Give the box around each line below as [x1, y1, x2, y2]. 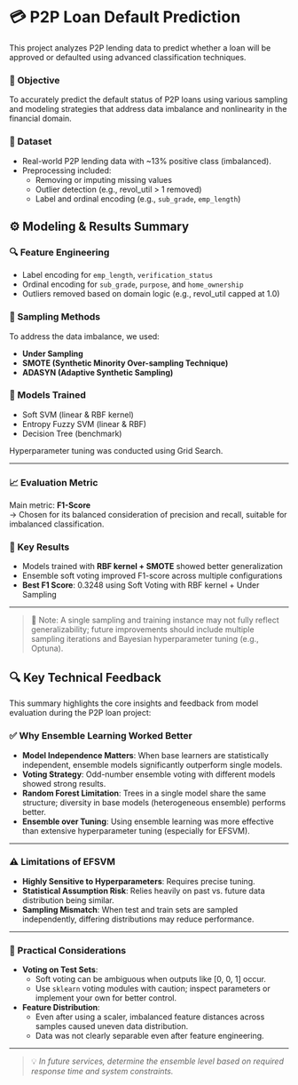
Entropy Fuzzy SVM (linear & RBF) [21, 418, 147, 429]
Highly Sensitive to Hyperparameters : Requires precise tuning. [21, 875, 255, 886]
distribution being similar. [21, 894, 114, 906]
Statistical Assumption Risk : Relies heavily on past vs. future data [21, 885, 266, 896]
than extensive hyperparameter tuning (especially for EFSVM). [21, 825, 250, 836]
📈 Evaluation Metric [9, 476, 98, 488]
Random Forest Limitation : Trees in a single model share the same [21, 788, 266, 798]
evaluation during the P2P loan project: [9, 708, 152, 718]
